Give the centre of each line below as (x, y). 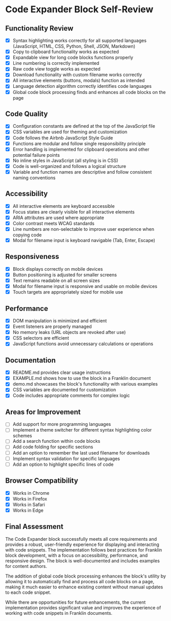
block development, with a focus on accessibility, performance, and (77, 555)
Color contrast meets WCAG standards (53, 223)
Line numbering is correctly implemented (56, 63)
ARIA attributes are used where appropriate (58, 218)
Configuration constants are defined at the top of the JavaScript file (84, 126)
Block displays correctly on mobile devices (58, 269)
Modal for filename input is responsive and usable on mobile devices (85, 286)
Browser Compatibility (42, 481)
